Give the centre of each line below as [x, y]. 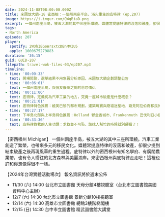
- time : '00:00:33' [25, 74]
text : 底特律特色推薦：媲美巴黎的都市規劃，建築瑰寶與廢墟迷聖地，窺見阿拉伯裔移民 [84, 106]
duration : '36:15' [24, 55]
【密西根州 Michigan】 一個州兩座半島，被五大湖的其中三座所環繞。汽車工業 [82, 139]
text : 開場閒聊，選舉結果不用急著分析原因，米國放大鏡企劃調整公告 [69, 78]
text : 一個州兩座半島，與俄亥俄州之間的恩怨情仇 [53, 88]
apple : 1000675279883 [32, 51]
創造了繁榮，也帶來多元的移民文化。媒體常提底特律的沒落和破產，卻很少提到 [82, 145]
